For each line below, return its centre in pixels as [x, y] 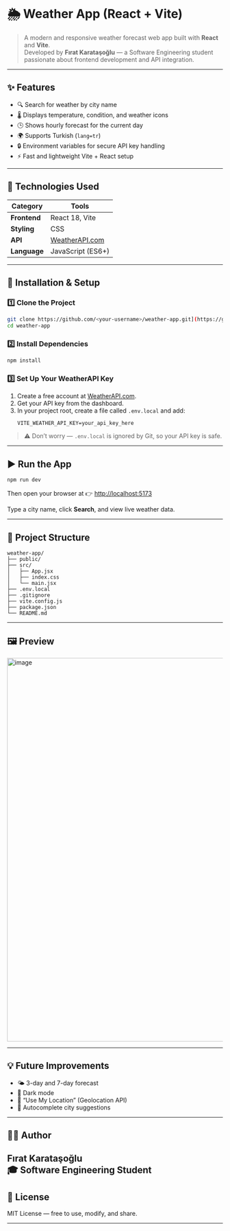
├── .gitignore [29, 595]
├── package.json [32, 607]
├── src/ [20, 565]
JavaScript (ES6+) [80, 251]
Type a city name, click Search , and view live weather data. [91, 509]
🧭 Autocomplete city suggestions [64, 1107]
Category [27, 206]
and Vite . [37, 45]
